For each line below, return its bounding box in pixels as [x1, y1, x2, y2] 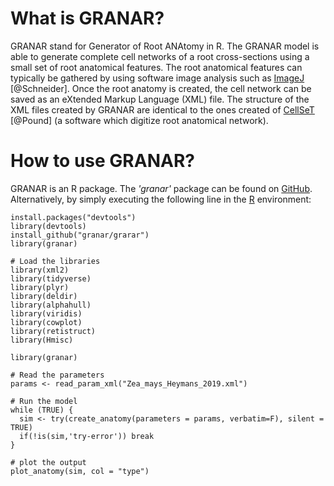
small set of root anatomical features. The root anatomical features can [10, 61, 303, 73]
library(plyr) [10, 282, 70, 292]
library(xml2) [10, 265, 70, 275]
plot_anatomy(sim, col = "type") [10, 466, 150, 476]
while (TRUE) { [10, 405, 74, 415]
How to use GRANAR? [10, 150, 195, 172]
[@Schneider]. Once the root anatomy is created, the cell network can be [10, 82, 312, 94]
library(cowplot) [10, 317, 83, 327]
